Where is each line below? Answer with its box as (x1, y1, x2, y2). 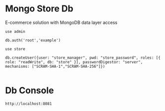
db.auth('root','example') (5, 38, 61, 43)
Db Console (5, 85, 54, 96)
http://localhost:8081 (5, 101, 52, 106)
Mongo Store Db (5, 3, 73, 14)
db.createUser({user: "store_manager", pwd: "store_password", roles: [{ (5, 55, 161, 60)
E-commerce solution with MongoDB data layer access (5, 19, 117, 25)
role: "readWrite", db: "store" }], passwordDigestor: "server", (5, 59, 143, 65)
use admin (5, 29, 26, 34)
